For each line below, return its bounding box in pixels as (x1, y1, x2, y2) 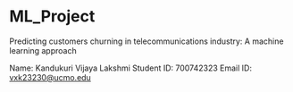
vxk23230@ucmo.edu (9, 71, 91, 82)
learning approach (9, 45, 78, 55)
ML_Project (9, 6, 96, 27)
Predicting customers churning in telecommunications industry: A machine (9, 36, 284, 46)
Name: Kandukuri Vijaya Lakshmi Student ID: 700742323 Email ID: (9, 63, 253, 73)
